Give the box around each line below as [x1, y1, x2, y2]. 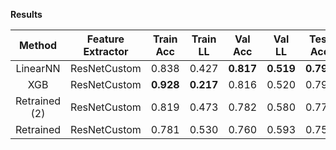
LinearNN [15, 62, 61, 75]
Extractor [83, 45, 129, 58]
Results [10, 9, 43, 20]
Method [18, 39, 58, 52]
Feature [86, 32, 125, 46]
